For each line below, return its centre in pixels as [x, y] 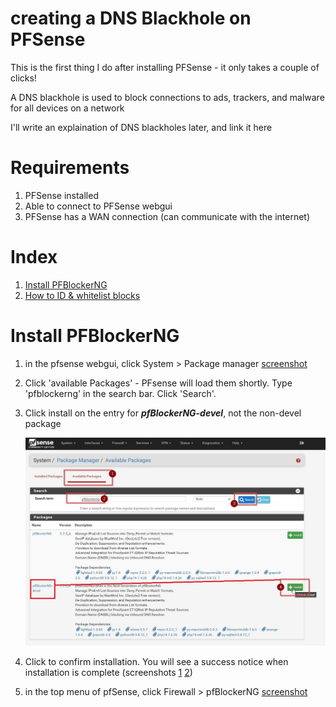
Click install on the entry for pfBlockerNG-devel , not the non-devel [163, 413]
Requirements [70, 168]
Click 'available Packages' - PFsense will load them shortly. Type [158, 383]
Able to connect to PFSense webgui [98, 206]
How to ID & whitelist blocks [82, 295]
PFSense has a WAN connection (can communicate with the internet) [167, 216]
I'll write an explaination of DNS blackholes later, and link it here [141, 127]
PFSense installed [61, 195]
